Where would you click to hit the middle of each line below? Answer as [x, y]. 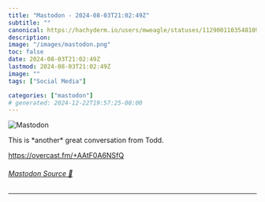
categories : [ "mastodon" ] [50, 95]
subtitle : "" [30, 23]
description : [30, 37]
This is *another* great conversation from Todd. [86, 140]
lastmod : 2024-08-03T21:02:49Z [60, 67]
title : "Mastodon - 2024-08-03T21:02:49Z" [79, 15]
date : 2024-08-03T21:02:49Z [54, 60]
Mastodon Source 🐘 [41, 173]
